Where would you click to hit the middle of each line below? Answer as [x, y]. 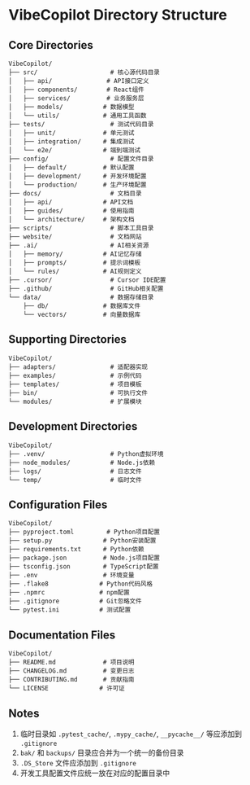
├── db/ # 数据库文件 [82, 306]
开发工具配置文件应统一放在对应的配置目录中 [95, 773]
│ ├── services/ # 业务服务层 [76, 99]
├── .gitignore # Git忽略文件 [75, 601]
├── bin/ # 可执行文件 [78, 392]
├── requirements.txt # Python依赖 [76, 550]
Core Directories [51, 45]
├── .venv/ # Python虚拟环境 [86, 454]
